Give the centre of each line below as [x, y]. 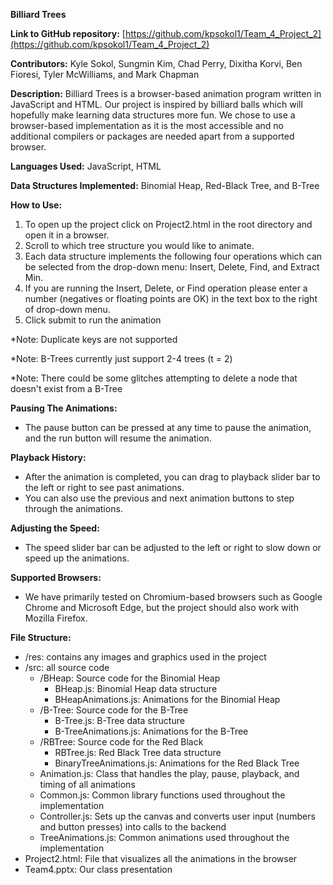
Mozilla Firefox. [56, 618]
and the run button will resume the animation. [118, 438]
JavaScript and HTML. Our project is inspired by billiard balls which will [156, 104]
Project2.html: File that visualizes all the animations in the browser [161, 858]
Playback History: [48, 457]
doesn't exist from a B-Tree [66, 388]
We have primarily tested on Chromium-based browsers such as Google [173, 597]
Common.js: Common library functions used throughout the [162, 795]
